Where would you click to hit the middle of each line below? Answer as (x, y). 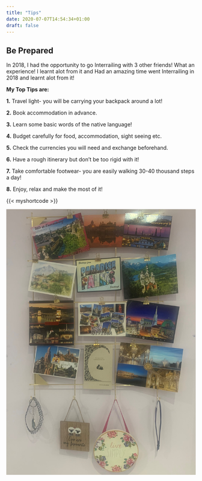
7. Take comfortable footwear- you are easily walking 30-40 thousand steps (100, 171)
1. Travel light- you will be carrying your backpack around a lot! (84, 101)
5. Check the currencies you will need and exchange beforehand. (87, 148)
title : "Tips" (24, 13)
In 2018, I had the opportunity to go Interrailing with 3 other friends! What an (100, 65)
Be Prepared (30, 50)
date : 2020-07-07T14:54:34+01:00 (48, 19)
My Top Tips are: (28, 90)
